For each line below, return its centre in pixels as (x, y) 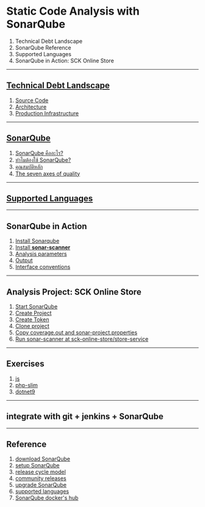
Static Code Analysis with (73, 11)
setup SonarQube (37, 465)
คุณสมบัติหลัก (29, 167)
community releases (41, 478)
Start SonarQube (36, 306)
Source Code (32, 100)
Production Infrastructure (47, 113)
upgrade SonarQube (41, 485)
